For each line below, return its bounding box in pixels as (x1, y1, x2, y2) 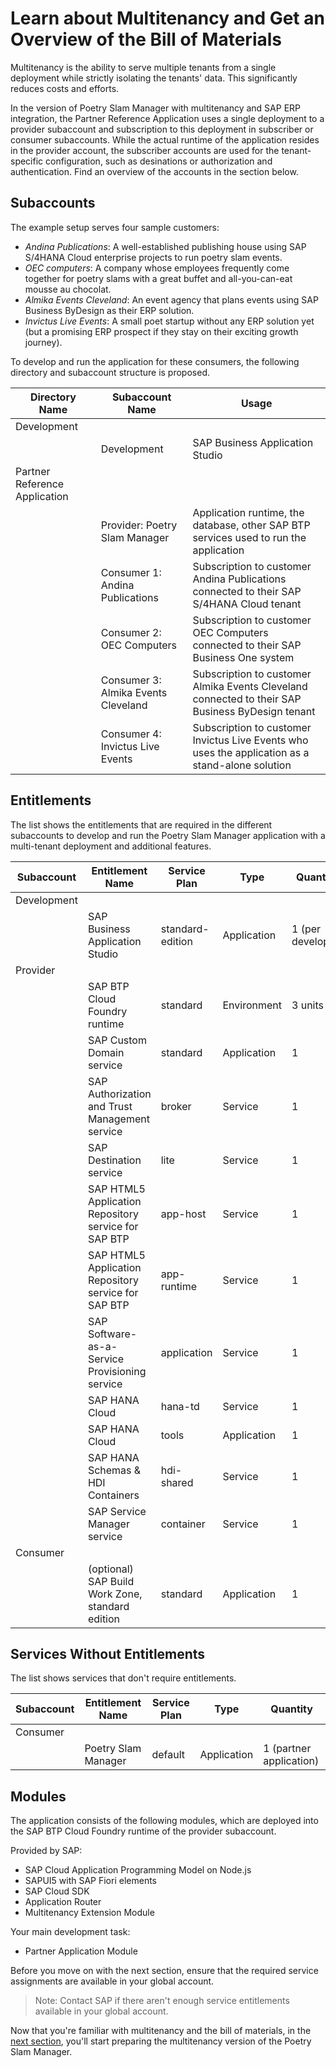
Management (87, 1112, 150, 1126)
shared (160, 1475, 194, 1489)
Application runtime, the (192, 505, 305, 519)
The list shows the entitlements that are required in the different (10, 818, 273, 831)
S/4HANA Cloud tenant (192, 597, 302, 611)
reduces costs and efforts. (10, 82, 120, 94)
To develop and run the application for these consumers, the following (10, 355, 300, 367)
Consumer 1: (100, 565, 162, 579)
